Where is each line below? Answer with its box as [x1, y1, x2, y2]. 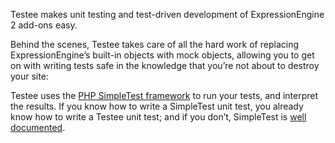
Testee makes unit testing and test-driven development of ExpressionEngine [10, 9, 325, 20]
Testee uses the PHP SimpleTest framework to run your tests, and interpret [10, 90, 318, 101]
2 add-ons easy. [10, 19, 78, 31]
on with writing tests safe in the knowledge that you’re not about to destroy [10, 60, 320, 71]
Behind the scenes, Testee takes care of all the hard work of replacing [10, 39, 300, 50]
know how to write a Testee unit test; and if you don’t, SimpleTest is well [10, 111, 307, 123]
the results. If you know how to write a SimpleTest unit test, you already [10, 100, 304, 112]
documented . [10, 122, 66, 133]
